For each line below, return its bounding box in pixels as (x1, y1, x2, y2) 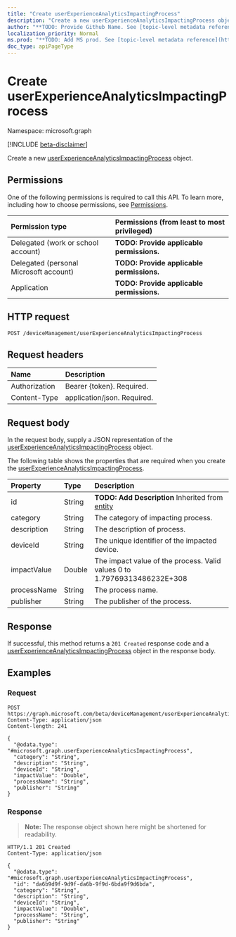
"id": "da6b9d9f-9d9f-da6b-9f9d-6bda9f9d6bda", (13, 881, 156, 888)
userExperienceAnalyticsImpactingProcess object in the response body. (7, 647, 216, 655)
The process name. (94, 585, 158, 595)
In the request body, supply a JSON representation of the (7, 436, 173, 444)
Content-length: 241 (7, 722, 68, 729)
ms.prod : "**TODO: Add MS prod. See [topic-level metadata (7, 37, 184, 44)
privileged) (114, 226, 153, 236)
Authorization (11, 382, 55, 391)
